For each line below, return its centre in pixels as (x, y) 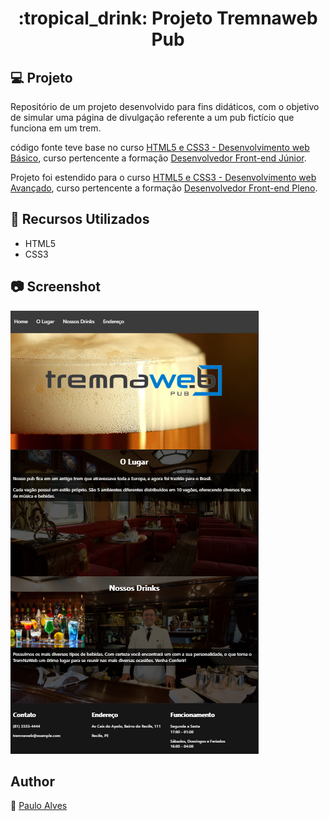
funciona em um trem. (56, 128)
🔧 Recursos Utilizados (80, 219)
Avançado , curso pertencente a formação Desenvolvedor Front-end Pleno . (164, 188)
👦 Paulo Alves (39, 806)
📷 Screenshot (56, 287)
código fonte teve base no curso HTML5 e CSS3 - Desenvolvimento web (160, 147)
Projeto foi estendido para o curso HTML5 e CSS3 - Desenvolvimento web (163, 177)
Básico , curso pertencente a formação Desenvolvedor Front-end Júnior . (158, 158)
